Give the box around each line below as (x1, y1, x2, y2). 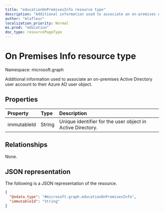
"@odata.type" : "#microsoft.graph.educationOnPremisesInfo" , (9, 195, 137, 199)
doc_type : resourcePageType (5, 30, 62, 35)
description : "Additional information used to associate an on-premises (5, 12, 156, 17)
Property (7, 110, 29, 117)
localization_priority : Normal (5, 20, 69, 26)
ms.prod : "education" (5, 25, 49, 30)
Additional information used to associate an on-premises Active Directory (5, 76, 153, 82)
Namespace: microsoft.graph (5, 67, 64, 72)
